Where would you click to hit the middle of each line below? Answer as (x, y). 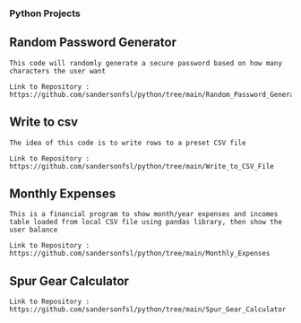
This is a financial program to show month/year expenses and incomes (144, 214)
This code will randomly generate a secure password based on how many (146, 63)
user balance (34, 230)
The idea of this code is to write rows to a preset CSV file (128, 143)
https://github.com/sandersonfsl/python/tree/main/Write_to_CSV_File (142, 166)
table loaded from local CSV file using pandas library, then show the (146, 223)
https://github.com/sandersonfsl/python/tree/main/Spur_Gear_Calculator (148, 310)
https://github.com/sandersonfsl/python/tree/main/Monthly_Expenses (140, 254)
